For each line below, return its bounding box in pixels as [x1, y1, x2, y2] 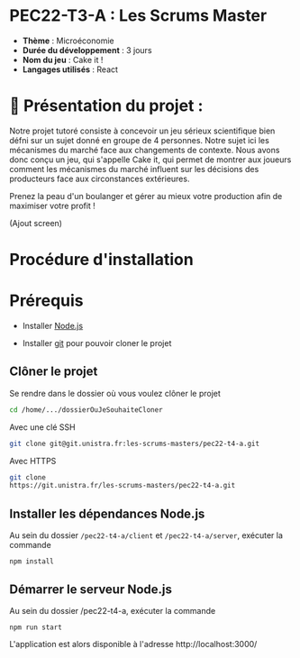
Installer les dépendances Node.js [9, 506, 205, 521]
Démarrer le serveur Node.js [9, 581, 173, 597]
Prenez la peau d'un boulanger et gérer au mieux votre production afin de [9, 190, 283, 201]
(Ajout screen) [9, 217, 63, 228]
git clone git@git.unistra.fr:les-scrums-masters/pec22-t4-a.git [9, 439, 259, 448]
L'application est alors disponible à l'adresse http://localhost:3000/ [9, 638, 258, 649]
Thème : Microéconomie [22, 35, 114, 46]
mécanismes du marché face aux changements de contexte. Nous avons [9, 144, 280, 155]
